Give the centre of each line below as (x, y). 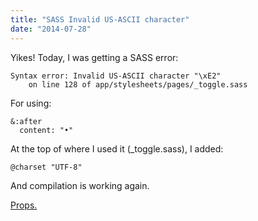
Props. (24, 205)
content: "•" (46, 130)
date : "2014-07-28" (51, 29)
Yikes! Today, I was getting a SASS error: (94, 57)
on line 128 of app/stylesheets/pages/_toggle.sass (138, 84)
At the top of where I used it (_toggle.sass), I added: (117, 148)
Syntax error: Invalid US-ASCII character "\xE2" (116, 76)
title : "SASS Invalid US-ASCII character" (100, 19)
